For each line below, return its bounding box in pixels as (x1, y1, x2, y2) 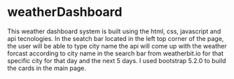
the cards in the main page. (7, 64, 86, 72)
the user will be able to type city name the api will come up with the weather (7, 42, 227, 50)
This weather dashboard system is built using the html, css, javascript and (7, 27, 221, 35)
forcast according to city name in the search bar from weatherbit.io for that (7, 49, 224, 58)
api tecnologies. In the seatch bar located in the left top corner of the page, (7, 34, 224, 42)
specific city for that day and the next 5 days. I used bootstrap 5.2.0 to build (7, 56, 226, 64)
